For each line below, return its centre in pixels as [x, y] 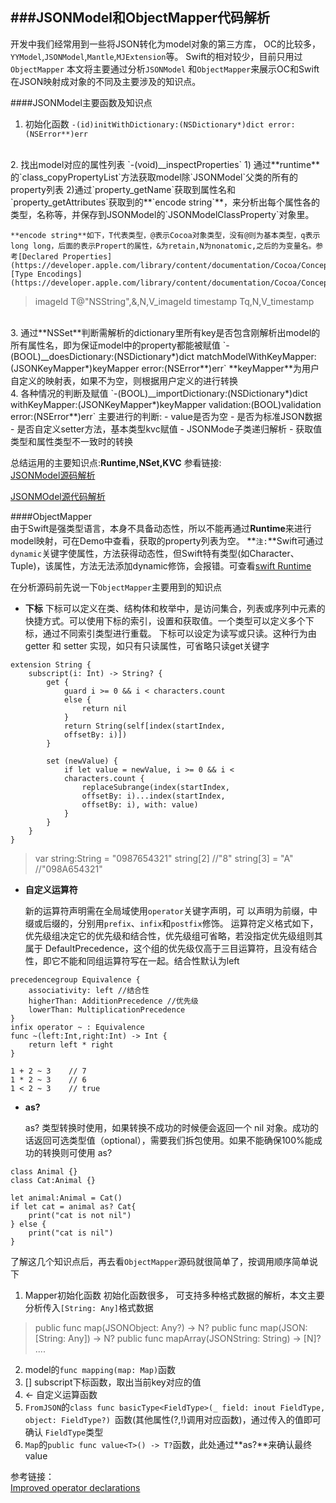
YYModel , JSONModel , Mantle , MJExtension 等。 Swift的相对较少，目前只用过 [156, 56]
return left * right [71, 1044]
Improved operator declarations [75, 1487]
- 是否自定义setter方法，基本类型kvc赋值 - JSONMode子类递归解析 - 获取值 [166, 429]
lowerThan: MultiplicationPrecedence [107, 1009]
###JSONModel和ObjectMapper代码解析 [140, 18]
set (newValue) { [82, 761]
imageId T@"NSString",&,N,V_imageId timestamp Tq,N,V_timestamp [174, 301]
